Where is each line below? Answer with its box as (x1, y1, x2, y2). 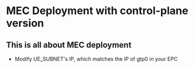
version (6, 16, 44, 30)
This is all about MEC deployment (6, 40, 131, 50)
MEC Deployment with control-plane (6, 4, 189, 18)
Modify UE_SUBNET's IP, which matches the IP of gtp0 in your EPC (14, 56, 178, 62)
